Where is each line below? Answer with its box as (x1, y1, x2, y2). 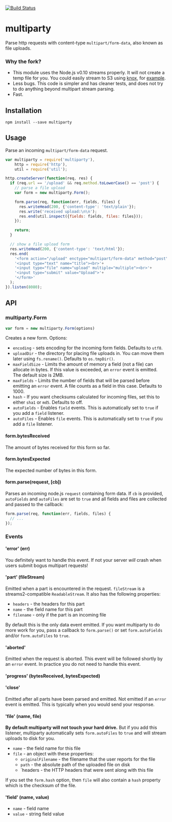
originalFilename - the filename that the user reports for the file (20, 756, 156, 763)
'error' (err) (5, 545, 30, 552)
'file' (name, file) (5, 713, 41, 719)
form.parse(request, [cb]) (5, 479, 61, 485)
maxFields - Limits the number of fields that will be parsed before (12, 377, 150, 384)
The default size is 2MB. (12, 372, 64, 378)
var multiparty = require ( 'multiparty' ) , (5, 157, 95, 162)
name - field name (12, 806, 49, 812)
